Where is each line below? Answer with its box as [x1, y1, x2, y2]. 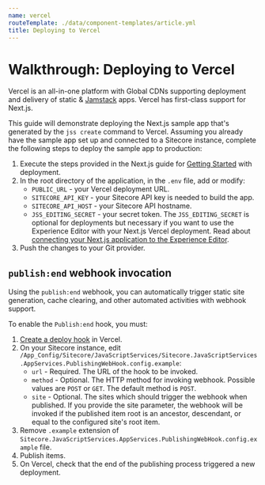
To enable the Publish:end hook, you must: [8, 320, 148, 329]
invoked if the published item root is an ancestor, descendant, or [31, 409, 241, 419]
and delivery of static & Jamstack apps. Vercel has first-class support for [8, 95, 247, 104]
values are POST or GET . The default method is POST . [31, 384, 197, 393]
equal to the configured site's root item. [31, 417, 161, 427]
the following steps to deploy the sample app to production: [8, 144, 203, 153]
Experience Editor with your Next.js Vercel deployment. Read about [31, 226, 251, 236]
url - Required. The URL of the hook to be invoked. [31, 367, 199, 377]
